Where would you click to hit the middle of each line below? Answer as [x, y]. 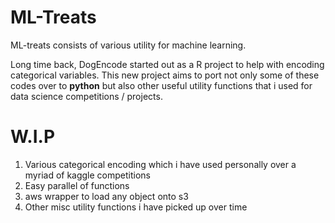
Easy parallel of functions [77, 185]
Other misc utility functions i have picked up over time [136, 207]
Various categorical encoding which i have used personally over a [160, 164]
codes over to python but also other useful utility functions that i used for [161, 85]
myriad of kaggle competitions [88, 175]
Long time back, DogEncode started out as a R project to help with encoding [167, 64]
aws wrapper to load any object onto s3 [106, 196]
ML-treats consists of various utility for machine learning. [128, 45]
